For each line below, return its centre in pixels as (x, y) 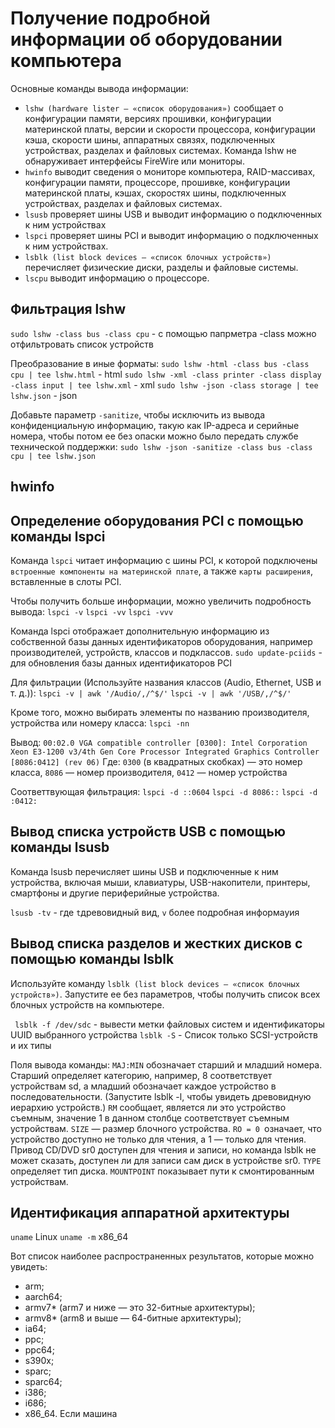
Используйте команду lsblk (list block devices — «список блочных (155, 983)
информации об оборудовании (146, 39)
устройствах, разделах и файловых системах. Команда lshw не (160, 150)
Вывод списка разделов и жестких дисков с (156, 943)
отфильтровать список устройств (82, 344)
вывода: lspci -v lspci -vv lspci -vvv (92, 611)
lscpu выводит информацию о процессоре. (117, 278)
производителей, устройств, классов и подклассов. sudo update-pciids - (166, 652)
